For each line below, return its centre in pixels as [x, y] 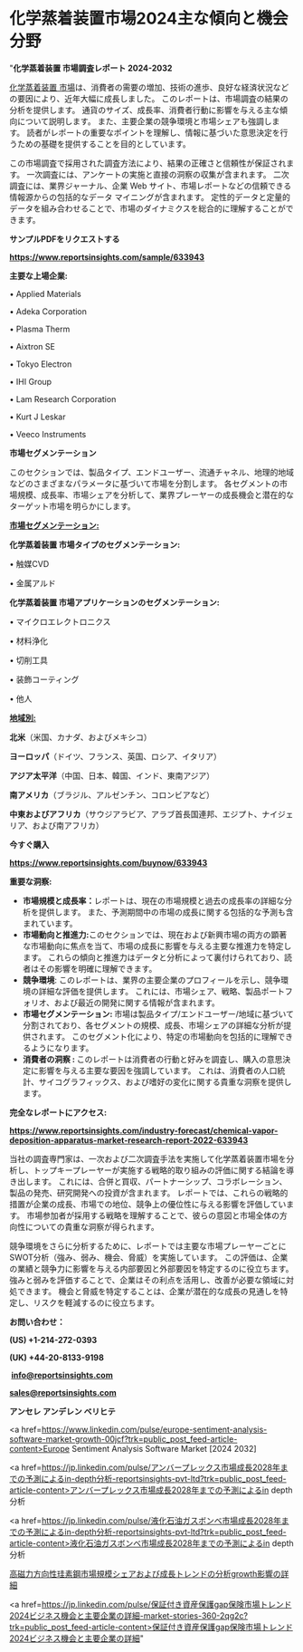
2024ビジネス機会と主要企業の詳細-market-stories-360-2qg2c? [129, 1615]
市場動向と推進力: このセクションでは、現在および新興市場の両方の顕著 [155, 935]
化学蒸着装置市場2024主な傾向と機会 [149, 19]
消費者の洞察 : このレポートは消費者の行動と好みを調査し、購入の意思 [152, 1059]
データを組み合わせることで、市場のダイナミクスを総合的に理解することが [148, 208]
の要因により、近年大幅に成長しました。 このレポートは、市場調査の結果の [149, 98]
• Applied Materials [45, 293]
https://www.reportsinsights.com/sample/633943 [107, 257]
